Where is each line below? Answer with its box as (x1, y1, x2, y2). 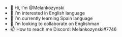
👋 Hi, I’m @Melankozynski (10, 5, 65, 10)
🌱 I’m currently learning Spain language (10, 15, 93, 21)
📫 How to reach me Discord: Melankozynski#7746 (10, 26, 117, 32)
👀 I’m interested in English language (10, 10, 85, 16)
